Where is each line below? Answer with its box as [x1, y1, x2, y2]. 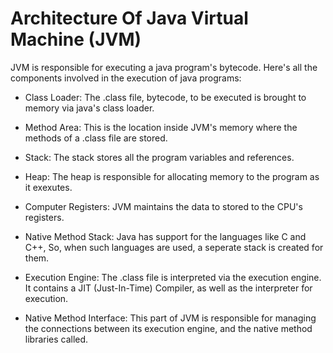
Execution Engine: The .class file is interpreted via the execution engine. [24, 271, 322, 283]
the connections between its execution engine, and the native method [24, 322, 313, 334]
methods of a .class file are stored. [24, 132, 168, 144]
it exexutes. [24, 181, 73, 193]
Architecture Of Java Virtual [10, 7, 249, 30]
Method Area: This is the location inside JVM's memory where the [24, 121, 298, 133]
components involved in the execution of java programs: [10, 72, 242, 84]
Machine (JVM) [10, 28, 142, 51]
